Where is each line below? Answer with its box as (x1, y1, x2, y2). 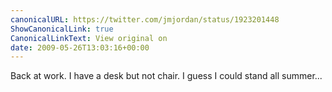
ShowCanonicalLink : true (10, 24, 114, 34)
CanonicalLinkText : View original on (10, 33, 168, 43)
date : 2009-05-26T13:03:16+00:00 (10, 42, 150, 53)
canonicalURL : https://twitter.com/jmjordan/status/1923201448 (10, 14, 280, 25)
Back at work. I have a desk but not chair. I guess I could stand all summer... (10, 70, 323, 82)
